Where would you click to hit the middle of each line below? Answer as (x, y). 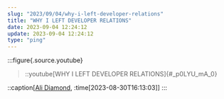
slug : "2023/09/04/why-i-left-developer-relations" (85, 14)
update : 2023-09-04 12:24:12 (50, 34)
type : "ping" (27, 40)
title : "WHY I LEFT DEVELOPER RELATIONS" (70, 21)
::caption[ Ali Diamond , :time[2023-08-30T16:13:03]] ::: (87, 88)
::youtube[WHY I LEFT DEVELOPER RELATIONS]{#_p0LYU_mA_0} (121, 74)
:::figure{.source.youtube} (45, 60)
